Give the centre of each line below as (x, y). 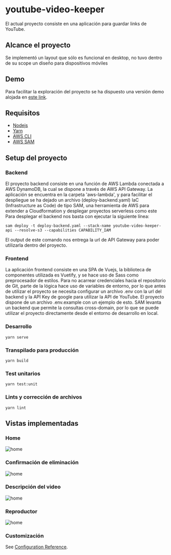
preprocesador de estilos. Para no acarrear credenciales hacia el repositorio (86, 281)
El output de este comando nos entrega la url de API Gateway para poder (82, 240)
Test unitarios (23, 373)
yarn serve (17, 337)
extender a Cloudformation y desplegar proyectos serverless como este (81, 211)
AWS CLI (22, 136)
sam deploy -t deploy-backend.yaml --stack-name (58, 226)
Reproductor (21, 511)
